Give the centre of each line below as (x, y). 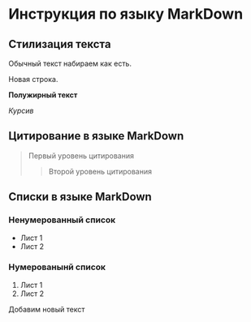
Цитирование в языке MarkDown (96, 136)
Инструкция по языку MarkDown (126, 14)
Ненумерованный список (62, 220)
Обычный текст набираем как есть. (70, 63)
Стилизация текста (60, 44)
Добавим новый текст (47, 309)
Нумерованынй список (57, 267)
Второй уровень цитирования (100, 171)
